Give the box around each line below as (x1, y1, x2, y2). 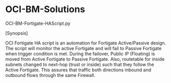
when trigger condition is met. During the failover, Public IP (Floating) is (5, 51, 155, 57)
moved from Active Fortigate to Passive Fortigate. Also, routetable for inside (5, 56, 165, 62)
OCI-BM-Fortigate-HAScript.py (5, 20, 70, 26)
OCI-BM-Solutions (5, 4, 85, 15)
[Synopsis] (5, 30, 28, 36)
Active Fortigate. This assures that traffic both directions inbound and (5, 67, 152, 73)
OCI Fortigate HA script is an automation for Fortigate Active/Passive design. (5, 39, 166, 46)
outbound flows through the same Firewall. (5, 72, 95, 78)
